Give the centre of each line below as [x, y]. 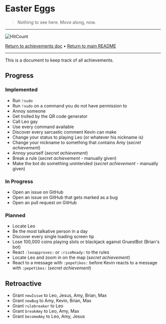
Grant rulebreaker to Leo [38, 306]
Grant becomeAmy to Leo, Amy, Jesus [48, 317]
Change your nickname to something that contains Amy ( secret [77, 142]
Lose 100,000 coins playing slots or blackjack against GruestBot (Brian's [86, 242]
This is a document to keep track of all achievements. [60, 60]
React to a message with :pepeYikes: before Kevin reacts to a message [85, 263]
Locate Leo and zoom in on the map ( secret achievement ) [71, 257]
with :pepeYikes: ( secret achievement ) [52, 268]
